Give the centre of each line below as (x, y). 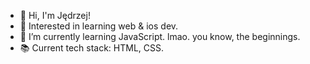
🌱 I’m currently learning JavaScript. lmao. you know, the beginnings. (160, 36)
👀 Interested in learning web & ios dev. (99, 26)
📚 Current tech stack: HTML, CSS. (92, 48)
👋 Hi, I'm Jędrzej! (55, 15)
